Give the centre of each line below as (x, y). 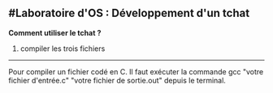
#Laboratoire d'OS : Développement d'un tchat (129, 13)
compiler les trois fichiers (63, 49)
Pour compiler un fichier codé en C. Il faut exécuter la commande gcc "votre (136, 71)
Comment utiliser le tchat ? (55, 32)
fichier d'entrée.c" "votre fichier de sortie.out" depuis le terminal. (117, 80)
